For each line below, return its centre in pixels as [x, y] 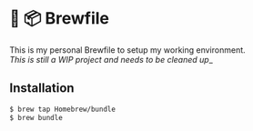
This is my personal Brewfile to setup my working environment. [127, 50]
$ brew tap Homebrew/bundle [63, 109]
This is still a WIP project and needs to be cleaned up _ [111, 59]
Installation [42, 88]
